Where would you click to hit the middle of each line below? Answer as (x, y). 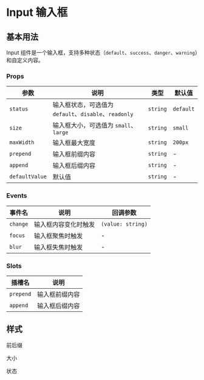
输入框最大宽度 (74, 143)
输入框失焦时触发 (59, 247)
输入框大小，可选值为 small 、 (95, 125)
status (19, 109)
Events (17, 196)
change (19, 224)
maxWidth (22, 143)
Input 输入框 (37, 12)
